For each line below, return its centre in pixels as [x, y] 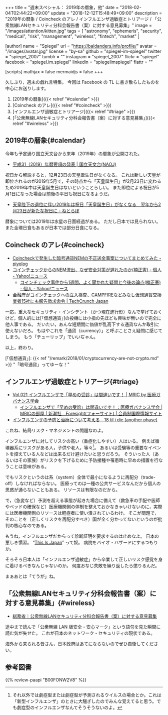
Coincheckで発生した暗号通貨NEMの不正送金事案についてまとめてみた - [87, 258]
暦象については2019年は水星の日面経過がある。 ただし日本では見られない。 [83, 221]
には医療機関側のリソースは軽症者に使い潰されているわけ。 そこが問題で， [82, 513]
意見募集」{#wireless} [60, 603]
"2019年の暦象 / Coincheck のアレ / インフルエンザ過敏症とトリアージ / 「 [81, 19]
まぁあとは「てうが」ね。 [31, 576]
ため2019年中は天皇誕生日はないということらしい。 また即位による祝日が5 [82, 187]
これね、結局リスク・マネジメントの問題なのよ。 [55, 430]
